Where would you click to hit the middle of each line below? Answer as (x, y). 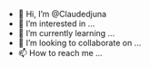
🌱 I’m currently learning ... (66, 33)
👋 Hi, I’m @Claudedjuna (62, 14)
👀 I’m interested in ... (56, 24)
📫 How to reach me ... (60, 53)
